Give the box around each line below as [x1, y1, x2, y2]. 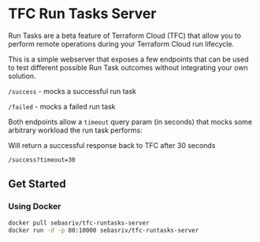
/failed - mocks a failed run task [8, 102, 116, 111]
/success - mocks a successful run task [8, 86, 136, 95]
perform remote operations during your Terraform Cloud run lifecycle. [8, 39, 235, 48]
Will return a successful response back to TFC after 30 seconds [8, 140, 216, 150]
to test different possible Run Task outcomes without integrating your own [8, 62, 248, 72]
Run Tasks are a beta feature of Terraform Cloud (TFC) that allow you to [8, 31, 242, 40]
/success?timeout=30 [8, 155, 76, 164]
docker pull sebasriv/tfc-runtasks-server [8, 218, 150, 227]
